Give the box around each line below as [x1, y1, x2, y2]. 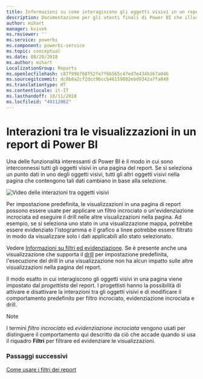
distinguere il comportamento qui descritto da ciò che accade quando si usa [6, 331, 196, 338]
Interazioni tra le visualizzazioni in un [6, 125, 196, 138]
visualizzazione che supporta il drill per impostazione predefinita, [6, 250, 169, 258]
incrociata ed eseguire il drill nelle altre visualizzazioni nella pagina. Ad [6, 213, 182, 221]
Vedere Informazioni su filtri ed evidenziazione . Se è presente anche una [6, 244, 187, 251]
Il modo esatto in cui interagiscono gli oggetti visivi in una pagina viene [6, 275, 182, 282]
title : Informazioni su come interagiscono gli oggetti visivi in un [6, 8, 185, 15]
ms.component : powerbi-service [6, 43, 85, 49]
